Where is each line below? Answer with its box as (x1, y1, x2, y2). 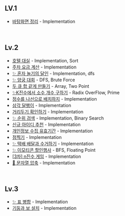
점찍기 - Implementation (12, 134, 62, 140)
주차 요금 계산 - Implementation (12, 64, 77, 70)
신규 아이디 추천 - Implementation (12, 121, 81, 127)
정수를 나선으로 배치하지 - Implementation (12, 95, 97, 102)
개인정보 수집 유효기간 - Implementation (12, 128, 93, 134)
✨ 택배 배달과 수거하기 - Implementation (12, 140, 94, 147)
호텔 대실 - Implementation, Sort (12, 57, 78, 63)
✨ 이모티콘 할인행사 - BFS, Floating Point (12, 147, 96, 153)
